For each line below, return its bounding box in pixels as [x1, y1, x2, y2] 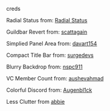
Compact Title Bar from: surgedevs [6, 52, 94, 59]
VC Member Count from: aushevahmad [6, 75, 104, 82]
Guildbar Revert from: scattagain [6, 28, 88, 35]
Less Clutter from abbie [6, 98, 65, 105]
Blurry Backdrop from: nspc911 [6, 63, 83, 70]
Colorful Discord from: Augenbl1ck [6, 86, 92, 94]
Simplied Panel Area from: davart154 [6, 40, 97, 47]
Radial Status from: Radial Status [6, 17, 88, 23]
